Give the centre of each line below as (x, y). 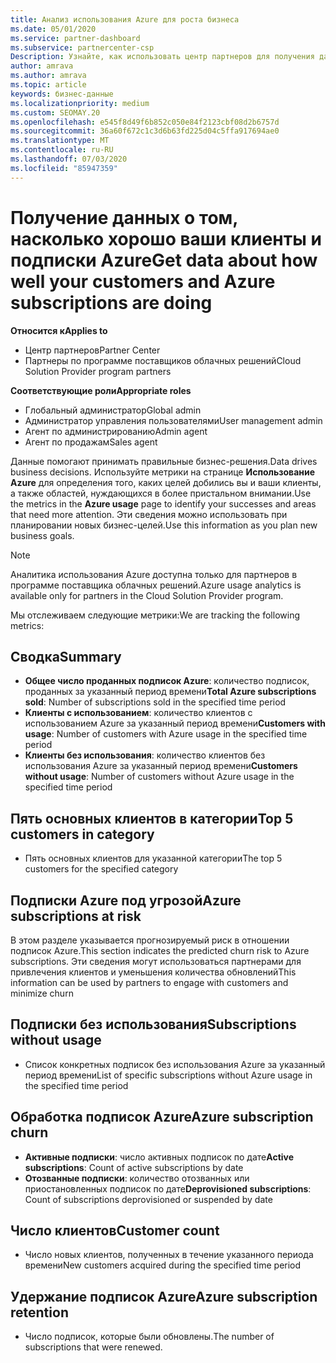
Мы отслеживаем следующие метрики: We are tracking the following (155, 615)
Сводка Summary (66, 656)
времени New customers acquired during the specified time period (163, 1265)
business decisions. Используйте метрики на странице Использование (163, 472)
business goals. (42, 535)
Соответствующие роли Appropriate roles (101, 390)
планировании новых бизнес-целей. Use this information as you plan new (164, 525)
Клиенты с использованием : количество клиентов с (138, 713)
